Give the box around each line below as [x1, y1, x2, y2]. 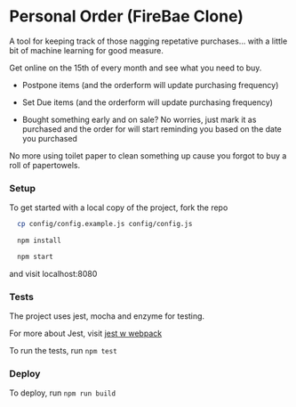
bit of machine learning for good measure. [9, 45, 164, 55]
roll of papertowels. [9, 159, 81, 170]
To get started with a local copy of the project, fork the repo [9, 202, 228, 213]
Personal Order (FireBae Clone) [9, 6, 244, 27]
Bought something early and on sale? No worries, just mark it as [21, 114, 257, 125]
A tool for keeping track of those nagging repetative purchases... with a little [9, 36, 288, 46]
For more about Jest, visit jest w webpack [9, 328, 163, 339]
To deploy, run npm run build [9, 387, 116, 398]
